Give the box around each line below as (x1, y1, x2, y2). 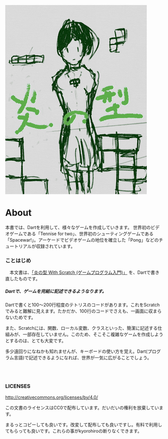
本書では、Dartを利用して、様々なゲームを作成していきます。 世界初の (5, 224, 151, 230)
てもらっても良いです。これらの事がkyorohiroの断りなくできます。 (5, 428, 142, 434)
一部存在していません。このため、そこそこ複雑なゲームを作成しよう (22, 331, 163, 337)
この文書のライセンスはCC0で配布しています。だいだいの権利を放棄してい (5, 404, 159, 410)
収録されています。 (36, 243, 75, 249)
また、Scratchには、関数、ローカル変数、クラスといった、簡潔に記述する (5, 325, 158, 331)
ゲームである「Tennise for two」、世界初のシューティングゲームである (9, 231, 154, 237)
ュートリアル (5, 243, 32, 249)
